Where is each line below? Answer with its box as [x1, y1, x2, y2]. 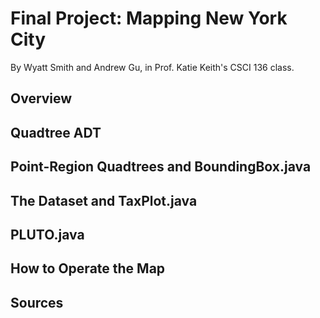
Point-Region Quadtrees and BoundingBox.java [10, 158, 312, 176]
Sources [10, 294, 64, 311]
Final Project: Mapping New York [10, 7, 288, 30]
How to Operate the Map [10, 260, 166, 277]
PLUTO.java [10, 226, 85, 243]
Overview [10, 90, 73, 107]
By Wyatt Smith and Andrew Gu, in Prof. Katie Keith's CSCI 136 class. [10, 61, 295, 73]
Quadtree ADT [10, 124, 102, 141]
